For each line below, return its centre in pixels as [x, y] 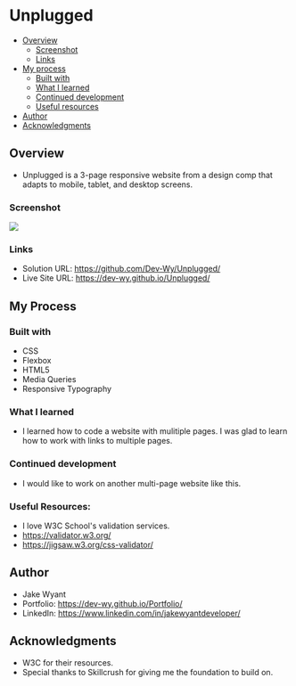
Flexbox [37, 361]
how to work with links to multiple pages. [97, 441]
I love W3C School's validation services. [96, 526]
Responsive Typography [67, 389]
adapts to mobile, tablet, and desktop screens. [107, 184]
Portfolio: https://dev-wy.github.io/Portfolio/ [102, 603]
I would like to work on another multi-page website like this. [132, 483]
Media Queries [49, 380]
